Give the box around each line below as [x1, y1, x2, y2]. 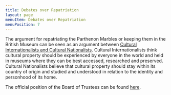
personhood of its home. [5, 74, 57, 80]
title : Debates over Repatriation [5, 7, 79, 13]
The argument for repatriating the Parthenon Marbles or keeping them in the [5, 36, 166, 42]
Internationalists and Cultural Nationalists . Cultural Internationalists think [5, 47, 157, 53]
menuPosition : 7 [5, 22, 40, 27]
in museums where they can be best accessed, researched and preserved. [5, 58, 163, 64]
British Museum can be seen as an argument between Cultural [5, 42, 137, 48]
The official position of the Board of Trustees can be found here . [5, 84, 141, 90]
